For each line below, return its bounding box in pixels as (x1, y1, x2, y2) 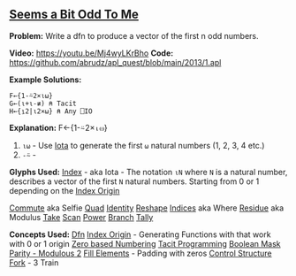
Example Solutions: (9, 74, 82, 85)
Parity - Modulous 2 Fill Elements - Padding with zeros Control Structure (9, 248, 272, 258)
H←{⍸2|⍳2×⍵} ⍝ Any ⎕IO (9, 106, 93, 116)
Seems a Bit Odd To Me (9, 7, 140, 22)
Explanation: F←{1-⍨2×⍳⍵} (9, 122, 108, 133)
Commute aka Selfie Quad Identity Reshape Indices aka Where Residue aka (9, 203, 285, 213)
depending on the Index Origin (9, 185, 120, 195)
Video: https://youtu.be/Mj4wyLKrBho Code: (9, 48, 174, 58)
